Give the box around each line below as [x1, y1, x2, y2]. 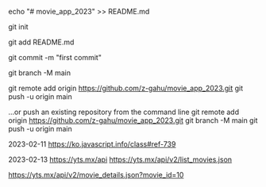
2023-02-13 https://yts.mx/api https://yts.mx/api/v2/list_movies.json [8, 155, 233, 164]
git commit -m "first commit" [8, 53, 102, 62]
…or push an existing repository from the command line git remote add [8, 107, 240, 116]
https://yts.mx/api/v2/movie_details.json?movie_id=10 [8, 170, 184, 179]
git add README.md [8, 37, 75, 47]
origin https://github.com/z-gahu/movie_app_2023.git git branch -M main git [8, 116, 258, 125]
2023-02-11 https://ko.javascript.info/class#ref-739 [8, 139, 176, 149]
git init [8, 22, 29, 31]
